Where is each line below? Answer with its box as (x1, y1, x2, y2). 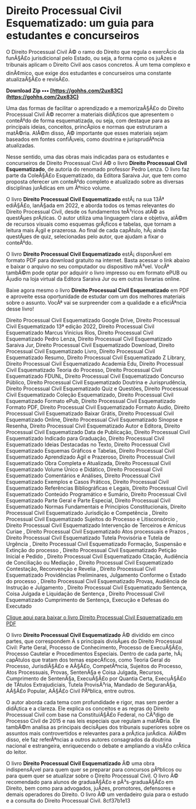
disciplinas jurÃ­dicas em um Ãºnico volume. (6, 184, 112, 191)
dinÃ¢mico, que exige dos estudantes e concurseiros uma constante (6, 69, 171, 77)
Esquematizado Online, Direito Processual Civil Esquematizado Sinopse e (6, 416, 183, 423)
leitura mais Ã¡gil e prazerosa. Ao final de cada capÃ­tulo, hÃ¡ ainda (6, 226, 167, 233)
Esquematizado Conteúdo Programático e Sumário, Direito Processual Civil (6, 490, 187, 498)
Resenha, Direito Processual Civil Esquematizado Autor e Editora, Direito (6, 422, 180, 429)
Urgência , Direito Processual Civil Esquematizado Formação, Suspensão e (6, 540, 187, 548)
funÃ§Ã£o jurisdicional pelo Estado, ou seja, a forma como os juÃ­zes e (6, 54, 177, 61)
